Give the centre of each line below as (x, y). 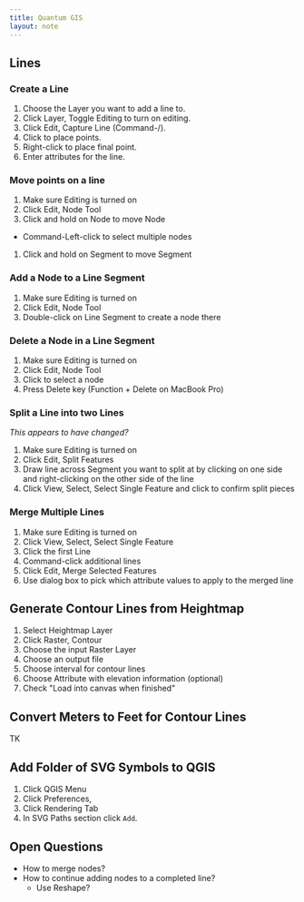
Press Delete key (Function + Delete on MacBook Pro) (123, 389)
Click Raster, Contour (62, 640)
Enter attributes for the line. (74, 157)
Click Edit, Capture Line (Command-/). (94, 128)
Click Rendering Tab (60, 809)
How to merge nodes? (64, 868)
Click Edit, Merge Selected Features (89, 570)
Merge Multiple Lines (57, 512)
